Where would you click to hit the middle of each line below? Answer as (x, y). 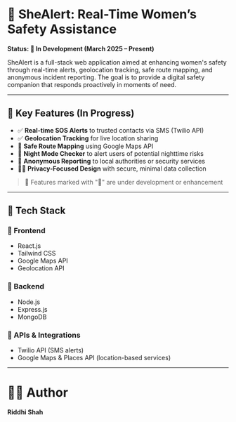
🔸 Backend (26, 286)
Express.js (32, 309)
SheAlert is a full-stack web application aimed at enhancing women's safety (117, 62)
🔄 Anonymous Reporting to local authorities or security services (111, 161)
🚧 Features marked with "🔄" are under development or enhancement (124, 182)
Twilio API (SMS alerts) (51, 350)
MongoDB (32, 317)
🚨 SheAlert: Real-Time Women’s (102, 14)
